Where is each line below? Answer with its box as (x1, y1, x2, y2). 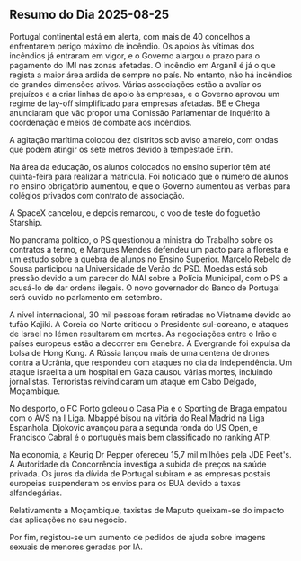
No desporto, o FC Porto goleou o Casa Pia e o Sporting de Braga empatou (9, 403, 288, 414)
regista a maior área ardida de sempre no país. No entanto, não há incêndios (9, 69, 293, 80)
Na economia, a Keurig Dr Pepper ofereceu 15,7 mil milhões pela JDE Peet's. (9, 449, 292, 459)
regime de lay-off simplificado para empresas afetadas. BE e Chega (9, 98, 261, 109)
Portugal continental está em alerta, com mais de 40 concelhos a (9, 31, 251, 41)
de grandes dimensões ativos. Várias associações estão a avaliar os (9, 78, 261, 89)
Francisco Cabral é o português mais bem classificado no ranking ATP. (9, 432, 272, 442)
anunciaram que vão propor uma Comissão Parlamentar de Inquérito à (9, 107, 270, 118)
